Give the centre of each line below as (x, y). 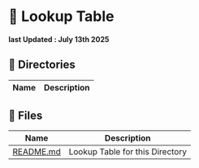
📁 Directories (42, 65)
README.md (37, 152)
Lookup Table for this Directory (128, 152)
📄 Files (26, 115)
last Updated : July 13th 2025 (59, 39)
